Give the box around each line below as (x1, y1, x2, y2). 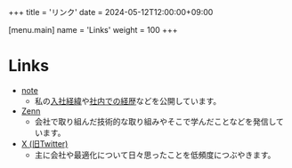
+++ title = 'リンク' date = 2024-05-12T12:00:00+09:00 (8, 7, 214, 17)
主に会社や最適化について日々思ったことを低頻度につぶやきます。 (34, 149, 276, 160)
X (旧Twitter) (20, 138, 69, 148)
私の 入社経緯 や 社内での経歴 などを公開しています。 (34, 95, 222, 106)
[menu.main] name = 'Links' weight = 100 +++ (8, 25, 179, 35)
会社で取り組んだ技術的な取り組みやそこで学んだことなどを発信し (34, 116, 277, 126)
